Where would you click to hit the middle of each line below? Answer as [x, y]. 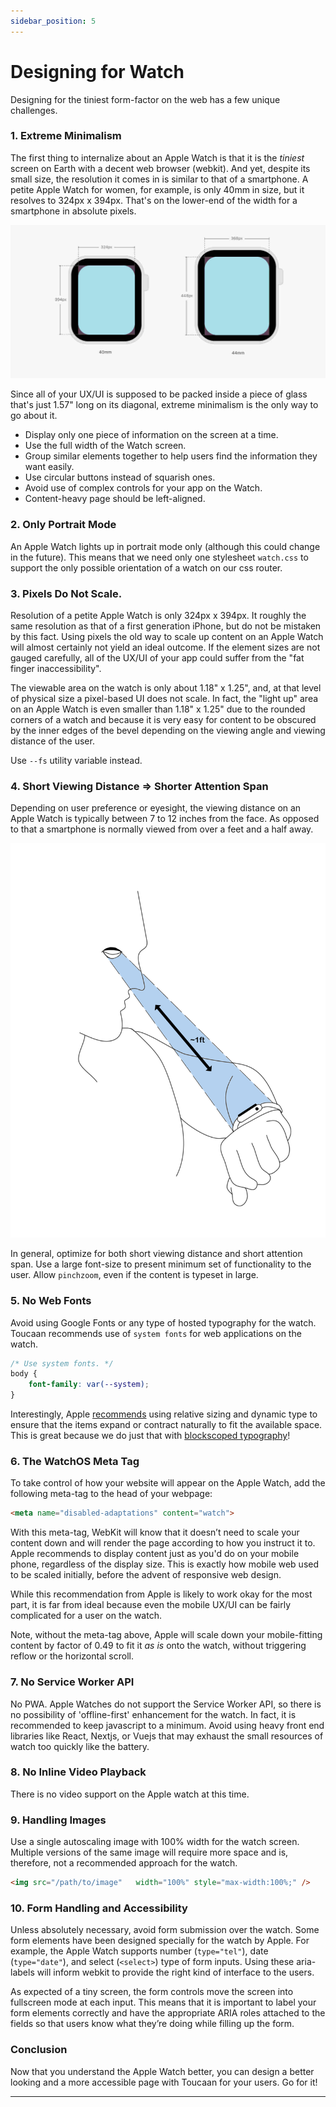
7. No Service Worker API [72, 1682]
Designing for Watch [97, 71]
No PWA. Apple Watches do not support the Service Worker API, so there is [166, 1704]
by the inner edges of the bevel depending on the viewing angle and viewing [168, 731]
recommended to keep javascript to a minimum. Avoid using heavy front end [167, 1725]
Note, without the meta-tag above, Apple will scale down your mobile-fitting [166, 1635]
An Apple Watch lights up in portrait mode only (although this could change [165, 546]
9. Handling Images [58, 1820]
